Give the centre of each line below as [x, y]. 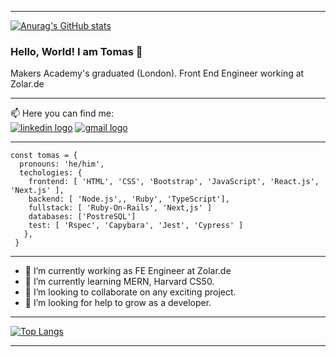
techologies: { [51, 173]
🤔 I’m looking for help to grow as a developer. [118, 303]
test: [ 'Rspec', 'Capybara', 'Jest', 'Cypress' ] [136, 226]
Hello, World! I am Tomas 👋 [76, 51]
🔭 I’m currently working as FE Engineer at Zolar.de [128, 271]
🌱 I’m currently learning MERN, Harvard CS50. [119, 282]
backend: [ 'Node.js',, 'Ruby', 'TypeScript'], [129, 199]
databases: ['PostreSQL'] [82, 217]
